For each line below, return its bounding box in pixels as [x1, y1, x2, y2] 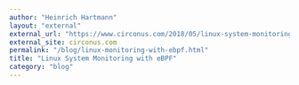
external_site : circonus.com [9, 37, 117, 47]
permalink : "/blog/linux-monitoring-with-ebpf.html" [9, 46, 209, 55]
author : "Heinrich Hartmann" [9, 12, 117, 22]
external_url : [9, 29, 62, 38]
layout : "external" [9, 21, 82, 30]
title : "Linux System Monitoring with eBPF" [9, 54, 177, 63]
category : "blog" [9, 63, 74, 72]
